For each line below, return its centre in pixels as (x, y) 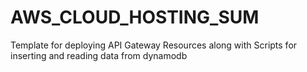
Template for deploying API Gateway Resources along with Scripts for (154, 45)
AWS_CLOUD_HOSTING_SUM (135, 17)
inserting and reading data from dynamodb (99, 55)
